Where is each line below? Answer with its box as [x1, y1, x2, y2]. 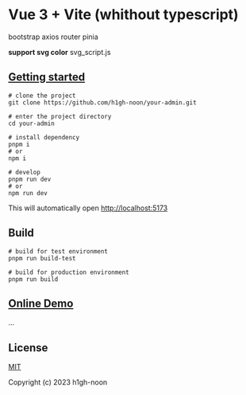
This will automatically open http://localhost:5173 [8, 203, 168, 213]
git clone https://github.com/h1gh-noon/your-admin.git [8, 98, 197, 107]
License [8, 341, 48, 354]
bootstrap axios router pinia [8, 32, 99, 41]
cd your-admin [8, 119, 56, 127]
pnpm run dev [8, 175, 52, 183]
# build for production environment [8, 268, 129, 276]
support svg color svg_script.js [8, 47, 111, 57]
